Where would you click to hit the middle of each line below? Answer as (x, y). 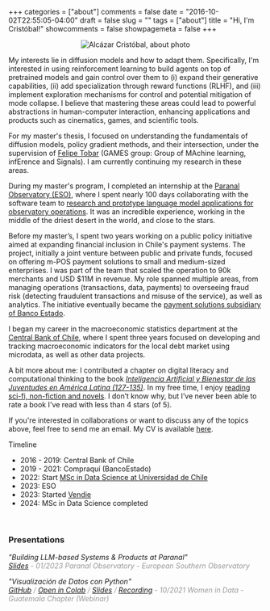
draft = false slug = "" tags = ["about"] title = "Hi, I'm (167, 20)
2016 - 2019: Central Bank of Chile (77, 460)
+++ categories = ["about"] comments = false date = (96, 12)
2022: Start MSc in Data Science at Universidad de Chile (114, 477)
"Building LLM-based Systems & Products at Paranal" (98, 558)
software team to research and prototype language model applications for (131, 203)
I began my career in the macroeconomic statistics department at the (123, 329)
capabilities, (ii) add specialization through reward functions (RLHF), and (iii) (135, 86)
